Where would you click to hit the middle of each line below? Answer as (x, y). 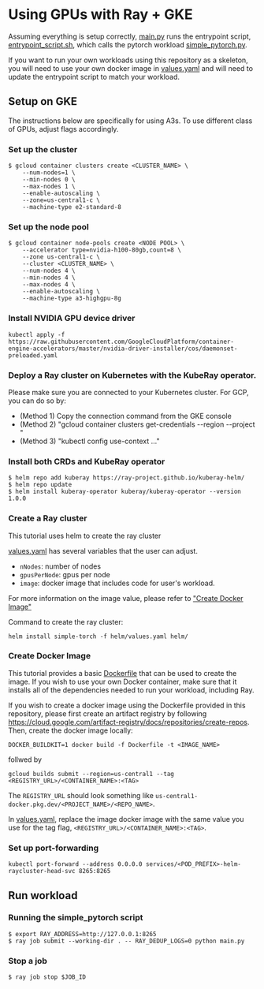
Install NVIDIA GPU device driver (72, 319)
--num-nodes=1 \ (49, 173)
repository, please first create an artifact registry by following (108, 713)
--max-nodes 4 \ (49, 285)
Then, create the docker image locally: (71, 730)
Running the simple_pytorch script (76, 918)
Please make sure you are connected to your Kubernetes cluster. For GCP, (129, 392)
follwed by (25, 759)
